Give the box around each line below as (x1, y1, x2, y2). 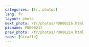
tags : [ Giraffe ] (5, 35, 38, 40)
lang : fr (5, 12, 23, 17)
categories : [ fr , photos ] (5, 7, 58, 12)
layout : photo (5, 16, 34, 21)
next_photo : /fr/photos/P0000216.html (5, 21, 84, 26)
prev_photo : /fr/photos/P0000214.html (5, 30, 84, 35)
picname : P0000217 (5, 25, 43, 30)
